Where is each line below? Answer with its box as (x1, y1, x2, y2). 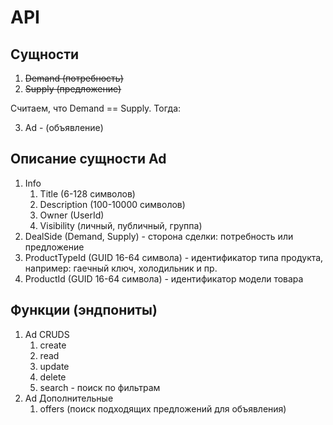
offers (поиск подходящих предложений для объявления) (39, 402, 287, 415)
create (39, 339, 67, 351)
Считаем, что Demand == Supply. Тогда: (10, 102, 182, 114)
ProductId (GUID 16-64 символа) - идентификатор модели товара (24, 272, 304, 285)
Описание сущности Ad (10, 151, 167, 168)
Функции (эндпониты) (10, 302, 158, 319)
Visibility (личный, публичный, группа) (39, 219, 203, 231)
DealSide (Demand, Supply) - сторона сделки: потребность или (24, 230, 294, 242)
